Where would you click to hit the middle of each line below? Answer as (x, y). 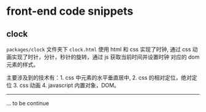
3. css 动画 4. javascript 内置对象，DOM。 (66, 85)
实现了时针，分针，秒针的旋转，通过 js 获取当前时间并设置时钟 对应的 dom (105, 57)
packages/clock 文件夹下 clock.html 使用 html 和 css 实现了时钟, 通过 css (99, 49)
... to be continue (28, 103)
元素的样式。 (22, 65)
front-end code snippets (70, 11)
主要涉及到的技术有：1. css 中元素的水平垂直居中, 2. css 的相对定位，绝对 (99, 77)
